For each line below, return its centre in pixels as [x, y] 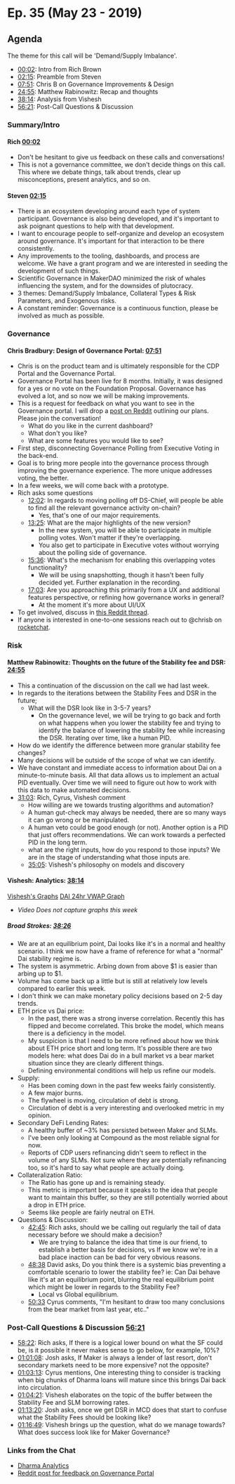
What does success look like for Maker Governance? [94, 1432]
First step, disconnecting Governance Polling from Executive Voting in [118, 448]
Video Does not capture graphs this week [78, 910]
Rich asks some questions [55, 493]
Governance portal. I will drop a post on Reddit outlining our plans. [113, 411]
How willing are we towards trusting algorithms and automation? [121, 805]
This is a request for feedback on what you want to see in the [106, 403]
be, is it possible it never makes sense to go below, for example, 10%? [118, 1351]
